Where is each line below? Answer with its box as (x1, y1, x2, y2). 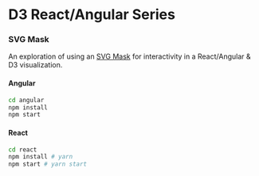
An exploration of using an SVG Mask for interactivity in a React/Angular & (8, 52, 251, 61)
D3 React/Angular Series (8, 6, 175, 24)
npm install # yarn (8, 153, 73, 161)
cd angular (8, 96, 45, 104)
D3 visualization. (8, 60, 63, 70)
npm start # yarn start (8, 160, 88, 168)
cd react (8, 145, 37, 154)
